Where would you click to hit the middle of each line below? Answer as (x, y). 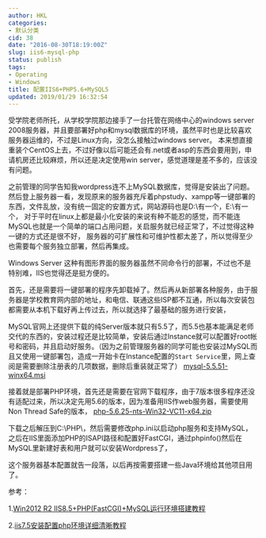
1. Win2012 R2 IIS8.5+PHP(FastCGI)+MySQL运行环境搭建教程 (107, 509)
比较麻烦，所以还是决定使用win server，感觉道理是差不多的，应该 (143, 160)
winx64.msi (27, 375)
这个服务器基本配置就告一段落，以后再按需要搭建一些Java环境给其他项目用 (131, 465)
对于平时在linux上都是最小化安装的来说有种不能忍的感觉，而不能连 (132, 217)
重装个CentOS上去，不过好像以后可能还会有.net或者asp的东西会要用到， (127, 150)
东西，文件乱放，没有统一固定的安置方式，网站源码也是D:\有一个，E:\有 (125, 206)
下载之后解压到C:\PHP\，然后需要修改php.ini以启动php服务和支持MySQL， (130, 428)
